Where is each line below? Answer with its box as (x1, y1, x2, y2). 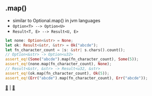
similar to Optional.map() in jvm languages (12, 17, 100, 23)
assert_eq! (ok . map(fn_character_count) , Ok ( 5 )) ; (5, 71, 110, 76)
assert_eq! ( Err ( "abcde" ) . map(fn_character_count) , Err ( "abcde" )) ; (5, 75, 148, 80)
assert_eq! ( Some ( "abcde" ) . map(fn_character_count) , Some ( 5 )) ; (5, 57, 139, 62)
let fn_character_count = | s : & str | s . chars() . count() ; (5, 47, 125, 53)
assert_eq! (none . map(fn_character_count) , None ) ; (5, 62, 112, 67)
